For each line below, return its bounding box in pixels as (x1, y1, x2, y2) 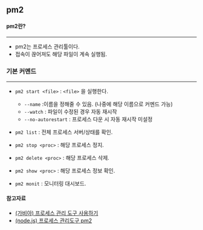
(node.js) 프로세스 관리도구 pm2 (14, 217, 92, 225)
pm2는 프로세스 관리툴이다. (14, 42, 80, 50)
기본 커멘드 (6, 67, 37, 75)
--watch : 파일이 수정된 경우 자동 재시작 (24, 108, 117, 115)
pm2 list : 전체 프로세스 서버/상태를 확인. (14, 128, 113, 136)
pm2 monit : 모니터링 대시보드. (14, 180, 86, 187)
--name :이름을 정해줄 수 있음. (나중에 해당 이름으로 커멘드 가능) (24, 100, 173, 108)
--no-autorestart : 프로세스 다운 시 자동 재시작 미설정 (24, 115, 153, 123)
